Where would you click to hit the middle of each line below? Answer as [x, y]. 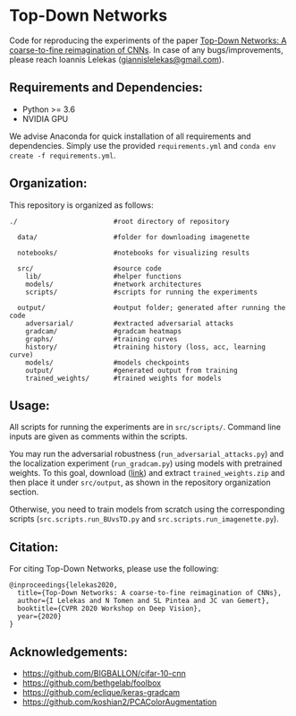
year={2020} [40, 617]
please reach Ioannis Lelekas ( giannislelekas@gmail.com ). [117, 59]
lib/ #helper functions [103, 276]
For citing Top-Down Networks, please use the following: [114, 569]
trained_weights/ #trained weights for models [123, 378]
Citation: [34, 547]
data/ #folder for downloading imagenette [134, 237]
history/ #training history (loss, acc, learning [146, 347]
